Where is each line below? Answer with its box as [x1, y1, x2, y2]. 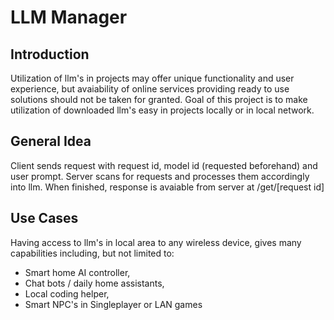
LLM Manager [10, 6, 128, 29]
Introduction [10, 46, 90, 63]
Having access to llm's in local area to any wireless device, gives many [10, 236, 302, 248]
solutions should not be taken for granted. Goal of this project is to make [10, 94, 308, 105]
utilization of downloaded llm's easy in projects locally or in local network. [10, 104, 315, 116]
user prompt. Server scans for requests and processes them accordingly [10, 170, 310, 182]
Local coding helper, [24, 287, 110, 300]
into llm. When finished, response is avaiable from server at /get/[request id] [10, 181, 325, 193]
